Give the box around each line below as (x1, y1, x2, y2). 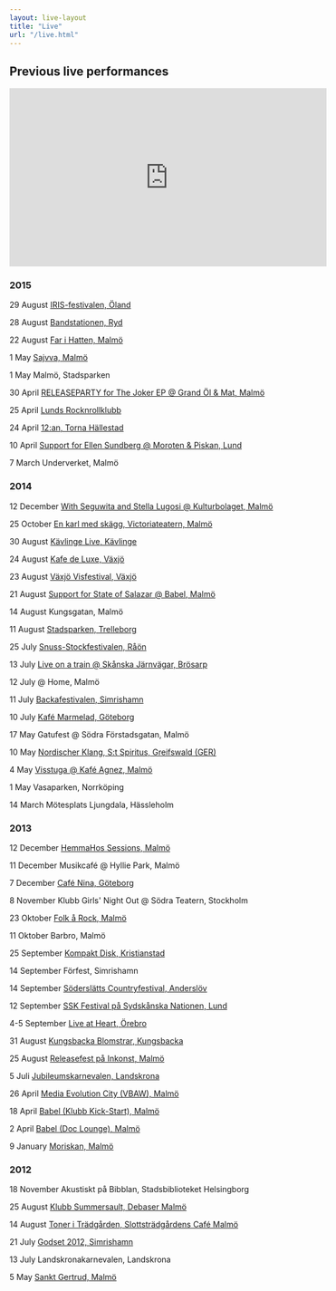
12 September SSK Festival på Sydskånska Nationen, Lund (9, 1000, 228, 1011)
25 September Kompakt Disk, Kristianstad (9, 948, 166, 959)
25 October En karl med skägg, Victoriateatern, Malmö (9, 518, 213, 529)
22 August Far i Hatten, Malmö (9, 334, 124, 345)
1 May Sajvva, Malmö (9, 352, 89, 363)
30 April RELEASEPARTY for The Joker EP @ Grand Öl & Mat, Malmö (9, 387, 265, 399)
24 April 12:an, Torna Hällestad (9, 422, 124, 433)
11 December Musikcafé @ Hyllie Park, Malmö (9, 860, 180, 871)
